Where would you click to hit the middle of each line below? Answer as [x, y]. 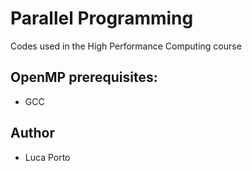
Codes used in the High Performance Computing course [126, 46]
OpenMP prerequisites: [84, 77]
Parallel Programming [102, 18]
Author [32, 133]
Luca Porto [47, 157]
